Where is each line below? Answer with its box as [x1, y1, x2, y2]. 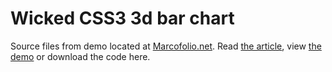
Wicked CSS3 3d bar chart [10, 7, 235, 30]
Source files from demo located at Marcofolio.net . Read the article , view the [10, 40, 322, 52]
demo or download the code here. [10, 50, 151, 62]
